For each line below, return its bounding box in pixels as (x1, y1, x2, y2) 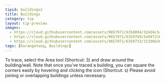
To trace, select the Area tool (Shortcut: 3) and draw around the (5, 57, 134, 62)
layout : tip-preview (5, 21, 48, 26)
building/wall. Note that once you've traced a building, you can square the (5, 62, 155, 68)
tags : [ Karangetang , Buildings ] (5, 43, 71, 48)
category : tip (5, 16, 34, 21)
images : (5, 25, 21, 30)
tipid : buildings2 (5, 7, 43, 12)
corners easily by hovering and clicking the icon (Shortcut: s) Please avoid (5, 67, 156, 73)
